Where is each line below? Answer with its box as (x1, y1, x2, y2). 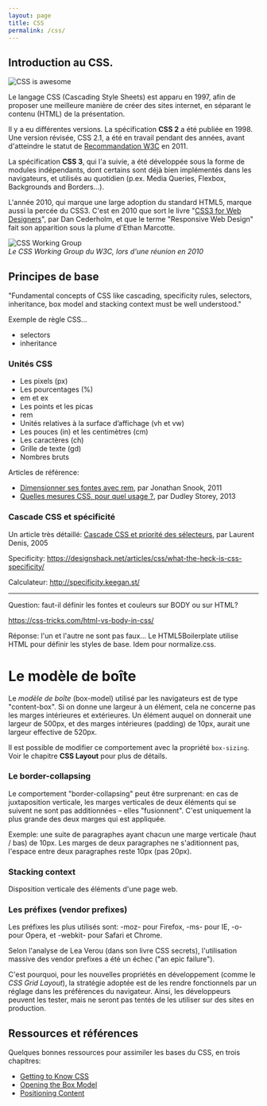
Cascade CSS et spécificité (8, 512, 115, 523)
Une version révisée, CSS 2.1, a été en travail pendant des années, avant (8, 133, 245, 143)
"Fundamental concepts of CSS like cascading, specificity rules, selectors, (8, 291, 253, 300)
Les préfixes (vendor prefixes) (8, 904, 128, 915)
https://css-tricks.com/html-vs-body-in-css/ (8, 615, 154, 625)
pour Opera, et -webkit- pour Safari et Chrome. (8, 930, 163, 940)
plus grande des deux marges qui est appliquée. (8, 814, 167, 823)
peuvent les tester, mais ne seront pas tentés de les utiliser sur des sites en (8, 995, 254, 1005)
